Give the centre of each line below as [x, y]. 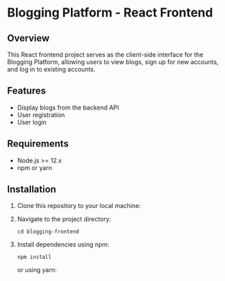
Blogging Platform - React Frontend [110, 13]
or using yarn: [37, 270]
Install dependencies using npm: [63, 244]
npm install [34, 257]
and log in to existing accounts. [52, 69]
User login [32, 122]
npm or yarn [34, 167]
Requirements [38, 144]
